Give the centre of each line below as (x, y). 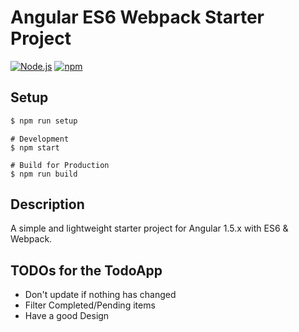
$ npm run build (44, 174)
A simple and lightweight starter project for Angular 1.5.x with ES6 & (149, 228)
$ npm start (35, 147)
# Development (40, 139)
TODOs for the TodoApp (86, 270)
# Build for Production (60, 165)
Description (47, 204)
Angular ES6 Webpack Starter (137, 17)
